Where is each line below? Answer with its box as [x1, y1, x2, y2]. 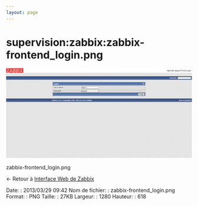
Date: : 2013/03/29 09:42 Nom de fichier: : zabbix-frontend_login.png [6, 187, 176, 194]
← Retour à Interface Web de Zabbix [6, 175, 94, 182]
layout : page [6, 9, 38, 15]
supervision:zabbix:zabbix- [6, 35, 145, 49]
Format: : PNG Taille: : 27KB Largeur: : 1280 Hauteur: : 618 [6, 192, 146, 200]
